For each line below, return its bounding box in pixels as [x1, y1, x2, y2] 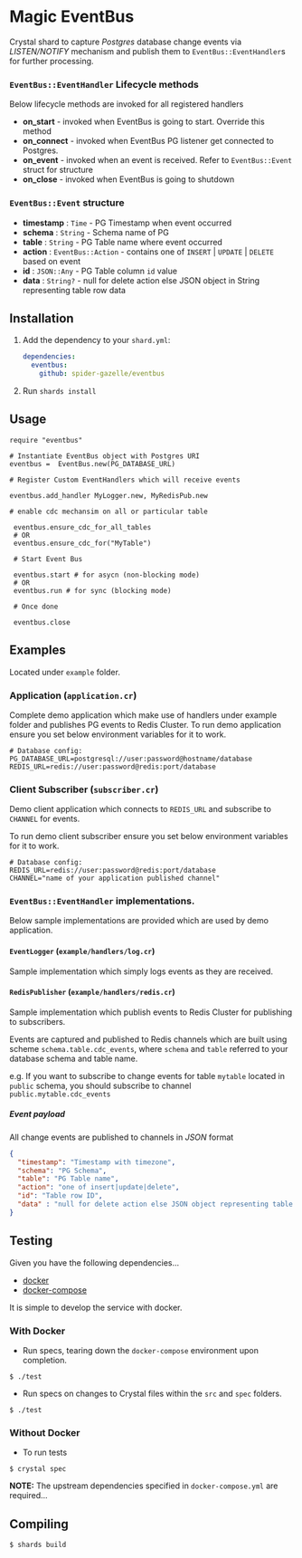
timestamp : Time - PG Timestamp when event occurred [22, 217, 232, 228]
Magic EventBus [9, 6, 135, 27]
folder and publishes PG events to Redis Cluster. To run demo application [9, 719, 282, 730]
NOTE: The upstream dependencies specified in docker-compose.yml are [9, 1480, 278, 1491]
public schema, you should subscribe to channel [9, 1080, 192, 1091]
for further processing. [9, 55, 94, 66]
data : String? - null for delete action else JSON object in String [22, 274, 260, 286]
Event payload [9, 1109, 66, 1120]
